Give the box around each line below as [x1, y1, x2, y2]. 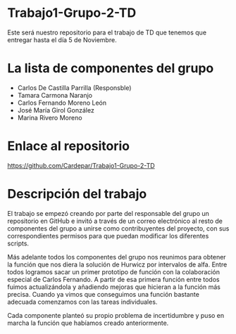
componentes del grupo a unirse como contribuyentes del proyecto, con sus [7, 224, 230, 233]
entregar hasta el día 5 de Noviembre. [7, 35, 118, 44]
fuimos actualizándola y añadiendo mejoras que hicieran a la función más [7, 283, 221, 291]
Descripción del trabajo [7, 186, 147, 202]
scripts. [7, 239, 30, 248]
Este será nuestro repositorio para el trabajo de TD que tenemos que [7, 28, 206, 37]
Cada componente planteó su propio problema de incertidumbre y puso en [7, 311, 225, 319]
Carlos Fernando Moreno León [17, 98, 107, 107]
